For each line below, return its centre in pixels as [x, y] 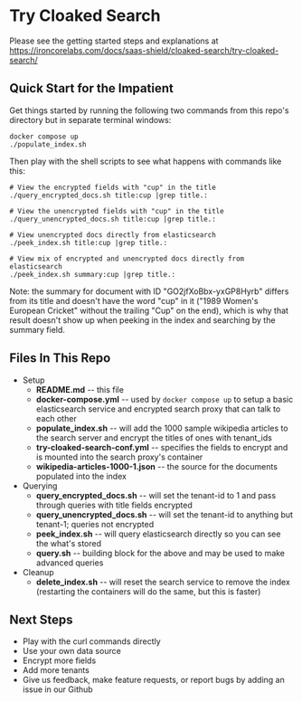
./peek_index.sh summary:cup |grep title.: [93, 274]
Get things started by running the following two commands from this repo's [149, 110]
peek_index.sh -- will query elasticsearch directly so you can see [158, 534]
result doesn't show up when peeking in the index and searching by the [142, 320]
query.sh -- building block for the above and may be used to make [160, 553]
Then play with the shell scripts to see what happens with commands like [146, 161]
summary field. [38, 329]
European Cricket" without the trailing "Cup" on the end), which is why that [149, 310]
